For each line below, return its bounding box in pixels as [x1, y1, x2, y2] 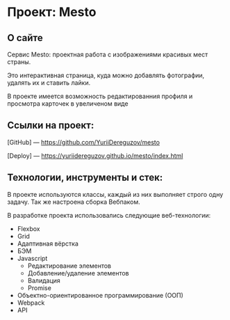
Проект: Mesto [7, 4, 97, 20]
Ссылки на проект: [7, 120, 95, 131]
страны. [7, 58, 31, 66]
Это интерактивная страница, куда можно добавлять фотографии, [7, 71, 205, 79]
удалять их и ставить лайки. [7, 79, 91, 87]
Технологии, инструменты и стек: [7, 172, 163, 184]
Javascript [17, 254, 48, 262]
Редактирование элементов [27, 262, 112, 270]
